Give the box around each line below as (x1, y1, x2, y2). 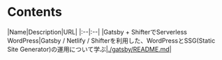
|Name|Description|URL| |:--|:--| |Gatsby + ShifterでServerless (7, 28, 187, 36)
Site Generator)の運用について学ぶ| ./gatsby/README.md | (7, 45, 172, 53)
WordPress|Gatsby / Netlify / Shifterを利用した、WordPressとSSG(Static (7, 36, 216, 45)
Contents (7, 4, 63, 20)
